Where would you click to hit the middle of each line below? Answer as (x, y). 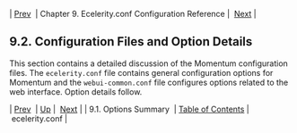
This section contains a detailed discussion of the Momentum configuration (149, 63)
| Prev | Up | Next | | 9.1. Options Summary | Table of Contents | (129, 109)
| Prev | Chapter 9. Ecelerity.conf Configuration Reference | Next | (133, 14)
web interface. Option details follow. (76, 91)
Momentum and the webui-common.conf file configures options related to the (149, 82)
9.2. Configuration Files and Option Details (131, 42)
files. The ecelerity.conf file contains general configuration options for (141, 72)
